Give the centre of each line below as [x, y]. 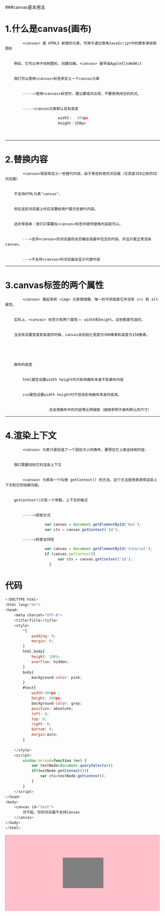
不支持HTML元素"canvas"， [38, 194]
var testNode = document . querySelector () [72, 766]
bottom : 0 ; [42, 730]
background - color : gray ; [57, 703]
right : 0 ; [41, 724]
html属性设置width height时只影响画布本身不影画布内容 [73, 380]
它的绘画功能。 [29, 485]
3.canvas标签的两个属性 [55, 285]
